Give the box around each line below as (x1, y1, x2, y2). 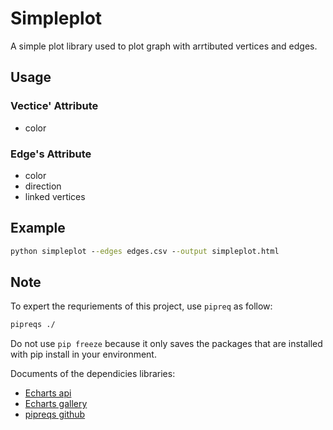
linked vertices (24, 190, 86, 202)
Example (10, 220, 66, 237)
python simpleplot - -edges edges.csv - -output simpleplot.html (10, 246, 280, 256)
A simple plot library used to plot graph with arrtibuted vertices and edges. (10, 40, 318, 52)
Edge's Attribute (10, 147, 92, 161)
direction (24, 180, 62, 192)
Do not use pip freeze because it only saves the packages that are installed (10, 338, 323, 350)
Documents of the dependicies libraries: (10, 368, 176, 380)
